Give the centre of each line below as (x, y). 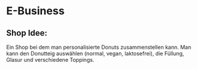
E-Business (35, 11)
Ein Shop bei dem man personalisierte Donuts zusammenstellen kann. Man (99, 47)
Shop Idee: (27, 33)
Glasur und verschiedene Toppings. (50, 60)
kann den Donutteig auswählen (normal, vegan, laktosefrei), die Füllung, (95, 54)
